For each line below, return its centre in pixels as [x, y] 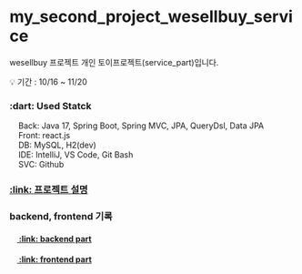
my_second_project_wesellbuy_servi [151, 17]
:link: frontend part [55, 259]
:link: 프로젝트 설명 [49, 190]
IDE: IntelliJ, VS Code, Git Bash [75, 155]
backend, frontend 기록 [61, 217]
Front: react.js [44, 136]
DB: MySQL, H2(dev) [57, 145]
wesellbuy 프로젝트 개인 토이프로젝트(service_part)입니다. [114, 62]
